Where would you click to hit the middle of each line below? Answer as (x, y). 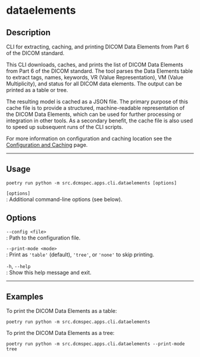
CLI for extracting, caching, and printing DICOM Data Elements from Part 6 (98, 47)
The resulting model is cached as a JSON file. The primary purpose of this (97, 101)
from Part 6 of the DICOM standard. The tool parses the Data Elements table (100, 71)
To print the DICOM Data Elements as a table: (62, 311)
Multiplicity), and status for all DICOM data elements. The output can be (94, 84)
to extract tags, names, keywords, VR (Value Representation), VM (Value (95, 77)
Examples (25, 297)
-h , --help (18, 266)
